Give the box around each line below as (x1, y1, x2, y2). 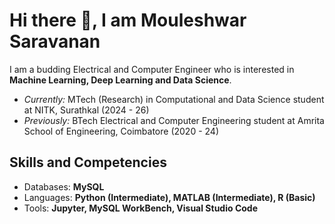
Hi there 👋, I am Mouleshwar (9, 9, 247, 32)
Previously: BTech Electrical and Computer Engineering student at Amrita (23, 114, 325, 126)
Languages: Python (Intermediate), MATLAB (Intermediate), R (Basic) (23, 191, 316, 203)
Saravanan (9, 30, 101, 53)
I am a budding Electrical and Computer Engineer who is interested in (9, 63, 295, 75)
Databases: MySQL (23, 180, 105, 193)
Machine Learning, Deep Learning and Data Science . (9, 74, 232, 86)
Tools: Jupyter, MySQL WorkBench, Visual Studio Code (23, 202, 258, 214)
